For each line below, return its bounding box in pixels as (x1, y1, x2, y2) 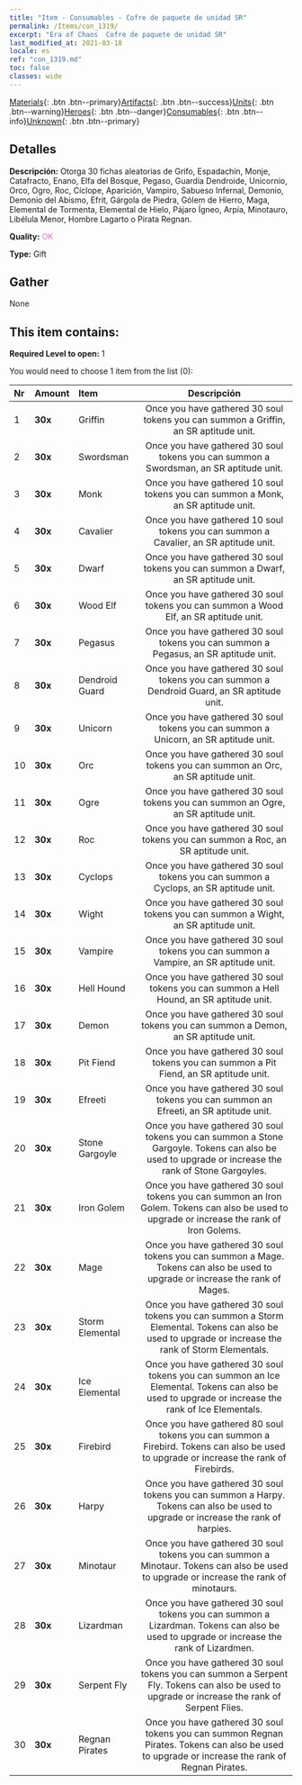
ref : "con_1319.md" (9, 55, 83, 64)
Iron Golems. (187, 1224, 242, 1237)
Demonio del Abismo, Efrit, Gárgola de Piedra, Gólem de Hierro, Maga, (9, 195, 271, 205)
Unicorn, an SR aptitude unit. (154, 733, 275, 746)
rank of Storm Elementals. (159, 1344, 270, 1356)
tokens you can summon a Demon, (140, 1019, 288, 1032)
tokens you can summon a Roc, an (142, 834, 288, 847)
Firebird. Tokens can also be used (143, 1440, 286, 1453)
